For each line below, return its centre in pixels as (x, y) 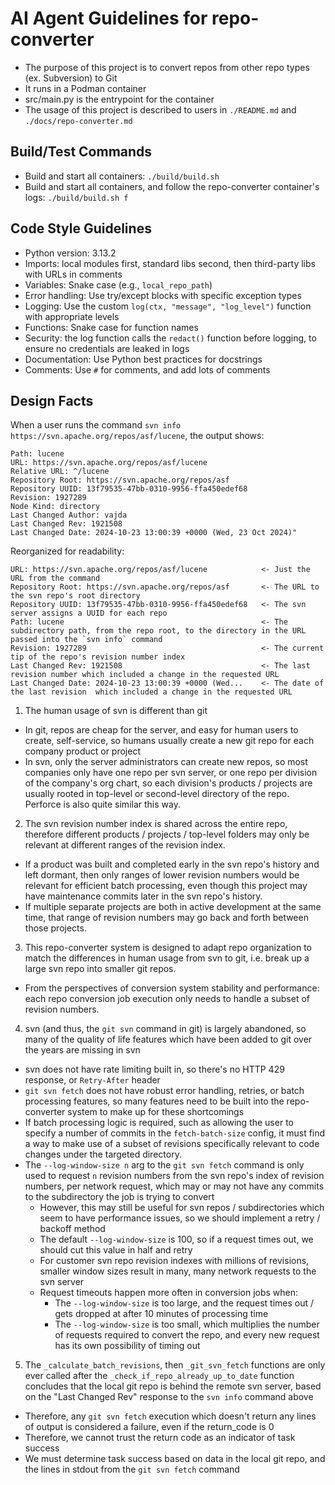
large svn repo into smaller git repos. (100, 969)
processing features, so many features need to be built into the (154, 1101)
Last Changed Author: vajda (69, 515)
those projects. (55, 928)
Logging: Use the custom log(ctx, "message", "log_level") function (168, 306)
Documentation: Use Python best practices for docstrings (143, 359)
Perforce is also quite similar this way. (102, 804)
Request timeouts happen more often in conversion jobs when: (169, 1293)
